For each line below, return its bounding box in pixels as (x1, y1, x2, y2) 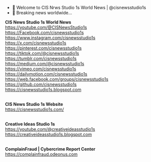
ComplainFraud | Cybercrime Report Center (5, 146, 96, 152)
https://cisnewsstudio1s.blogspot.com (5, 87, 82, 92)
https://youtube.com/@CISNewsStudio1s (5, 24, 87, 30)
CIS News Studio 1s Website (5, 101, 64, 107)
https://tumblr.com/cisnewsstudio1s (5, 56, 77, 61)
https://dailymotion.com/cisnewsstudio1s (5, 71, 87, 77)
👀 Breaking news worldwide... (12, 10, 72, 16)
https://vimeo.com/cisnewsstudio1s (5, 66, 77, 72)
